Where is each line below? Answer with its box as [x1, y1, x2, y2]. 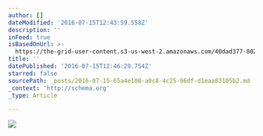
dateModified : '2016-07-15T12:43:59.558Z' [8, 19, 149, 27]
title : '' [8, 55, 41, 63]
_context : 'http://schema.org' [8, 84, 110, 92]
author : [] [8, 11, 44, 20]
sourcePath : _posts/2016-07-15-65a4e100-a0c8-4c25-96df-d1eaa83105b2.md [8, 77, 250, 84]
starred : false [8, 70, 58, 77]
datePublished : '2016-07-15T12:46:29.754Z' [8, 63, 153, 70]
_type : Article [8, 91, 58, 99]
